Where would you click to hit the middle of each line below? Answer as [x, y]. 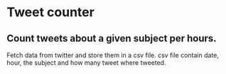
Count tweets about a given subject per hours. [112, 38]
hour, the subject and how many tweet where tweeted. [86, 63]
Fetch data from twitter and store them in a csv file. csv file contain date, [113, 55]
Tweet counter [51, 12]
